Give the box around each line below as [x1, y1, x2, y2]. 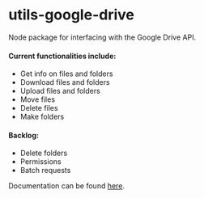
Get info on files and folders [19, 69, 113, 78]
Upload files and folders [19, 86, 101, 96]
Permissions [19, 157, 62, 166]
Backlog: [8, 130, 39, 140]
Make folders [19, 112, 65, 122]
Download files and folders [19, 78, 111, 87]
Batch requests [19, 166, 71, 175]
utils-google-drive [8, 6, 135, 24]
